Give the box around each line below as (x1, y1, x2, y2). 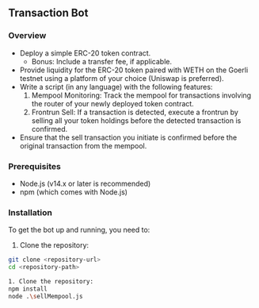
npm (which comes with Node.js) (19, 187, 128, 197)
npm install (8, 285, 48, 293)
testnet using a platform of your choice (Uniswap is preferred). (19, 73, 224, 83)
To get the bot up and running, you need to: (8, 225, 150, 235)
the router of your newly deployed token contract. (31, 98, 194, 108)
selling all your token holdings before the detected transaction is (31, 115, 242, 125)
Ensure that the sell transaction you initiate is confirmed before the (19, 133, 238, 142)
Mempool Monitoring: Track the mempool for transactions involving (31, 90, 252, 100)
